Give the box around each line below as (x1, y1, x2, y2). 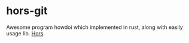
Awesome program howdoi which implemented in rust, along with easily (6, 24, 184, 31)
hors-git (6, 4, 48, 18)
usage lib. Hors (6, 29, 44, 37)
